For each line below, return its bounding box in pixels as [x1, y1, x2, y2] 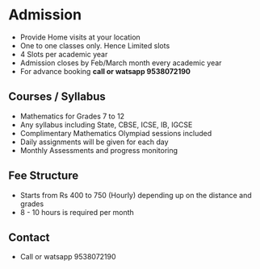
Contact [8, 230, 50, 244]
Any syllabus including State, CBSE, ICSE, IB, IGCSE [19, 119, 193, 130]
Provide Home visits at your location [19, 32, 141, 42]
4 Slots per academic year [19, 49, 108, 59]
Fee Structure [8, 169, 79, 183]
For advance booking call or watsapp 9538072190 [19, 66, 191, 76]
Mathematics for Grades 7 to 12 [19, 111, 125, 121]
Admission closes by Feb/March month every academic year [19, 58, 222, 68]
